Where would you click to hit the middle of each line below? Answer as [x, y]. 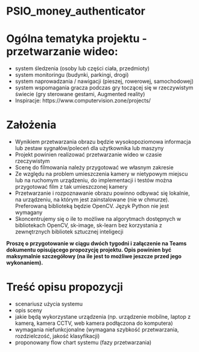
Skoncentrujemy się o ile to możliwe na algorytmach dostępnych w [98, 219]
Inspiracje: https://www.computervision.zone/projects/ [83, 100]
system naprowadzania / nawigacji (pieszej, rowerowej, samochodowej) [104, 81]
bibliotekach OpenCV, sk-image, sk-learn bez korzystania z [89, 226]
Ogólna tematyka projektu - [77, 39]
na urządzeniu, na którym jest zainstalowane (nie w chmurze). [92, 200]
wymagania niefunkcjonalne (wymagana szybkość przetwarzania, [97, 330]
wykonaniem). [25, 263]
